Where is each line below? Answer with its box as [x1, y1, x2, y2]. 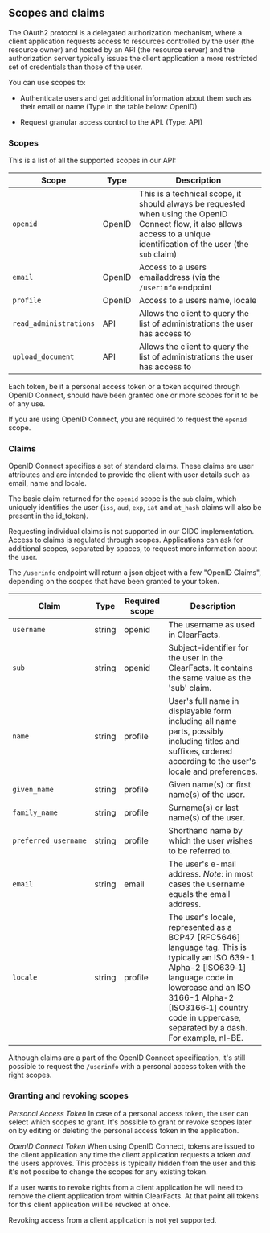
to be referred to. [168, 845, 233, 857]
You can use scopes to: [8, 77, 86, 87]
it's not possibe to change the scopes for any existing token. [8, 1166, 208, 1177]
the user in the [168, 652, 223, 664]
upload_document [12, 352, 75, 361]
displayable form [168, 705, 231, 717]
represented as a [168, 922, 232, 933]
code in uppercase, [168, 1013, 241, 1024]
